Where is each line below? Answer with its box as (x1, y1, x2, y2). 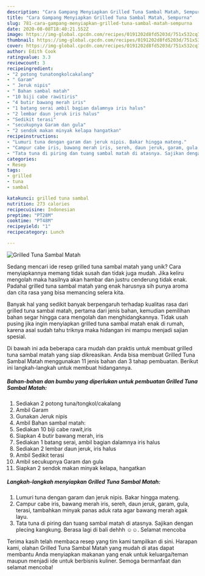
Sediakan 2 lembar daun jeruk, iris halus (15, 445, 116, 452)
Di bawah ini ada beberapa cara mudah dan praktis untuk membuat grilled (7, 344, 193, 352)
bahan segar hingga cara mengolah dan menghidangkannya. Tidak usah (7, 313, 188, 321)
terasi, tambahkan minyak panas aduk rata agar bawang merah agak (15, 506, 188, 514)
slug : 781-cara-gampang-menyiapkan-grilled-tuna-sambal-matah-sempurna (7, 20, 192, 26)
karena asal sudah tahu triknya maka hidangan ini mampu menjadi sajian (7, 326, 189, 333)
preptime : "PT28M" (7, 212, 54, 218)
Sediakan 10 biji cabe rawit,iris (15, 425, 92, 432)
